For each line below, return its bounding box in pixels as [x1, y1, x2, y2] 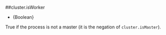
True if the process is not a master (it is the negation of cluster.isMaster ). [5, 24, 161, 30]
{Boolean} [12, 14, 34, 20]
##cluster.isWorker [5, 5, 45, 10]
